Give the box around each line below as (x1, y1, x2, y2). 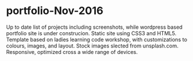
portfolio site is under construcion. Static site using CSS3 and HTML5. (6, 29, 176, 36)
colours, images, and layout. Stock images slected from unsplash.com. (6, 42, 179, 49)
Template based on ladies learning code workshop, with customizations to (6, 36, 188, 43)
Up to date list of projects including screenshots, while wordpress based (6, 23, 183, 30)
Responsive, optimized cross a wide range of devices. (6, 48, 138, 55)
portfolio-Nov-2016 (6, 4, 104, 18)
